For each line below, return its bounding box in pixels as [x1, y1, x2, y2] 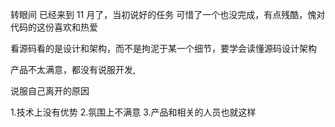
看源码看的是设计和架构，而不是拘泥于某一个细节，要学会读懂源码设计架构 [10, 43, 317, 54]
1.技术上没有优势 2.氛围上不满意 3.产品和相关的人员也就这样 [10, 106, 257, 118]
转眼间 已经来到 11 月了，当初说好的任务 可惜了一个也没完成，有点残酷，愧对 [10, 9, 326, 20]
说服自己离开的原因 [10, 85, 90, 97]
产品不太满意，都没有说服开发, [10, 64, 137, 75]
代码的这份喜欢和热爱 [10, 21, 98, 33]
